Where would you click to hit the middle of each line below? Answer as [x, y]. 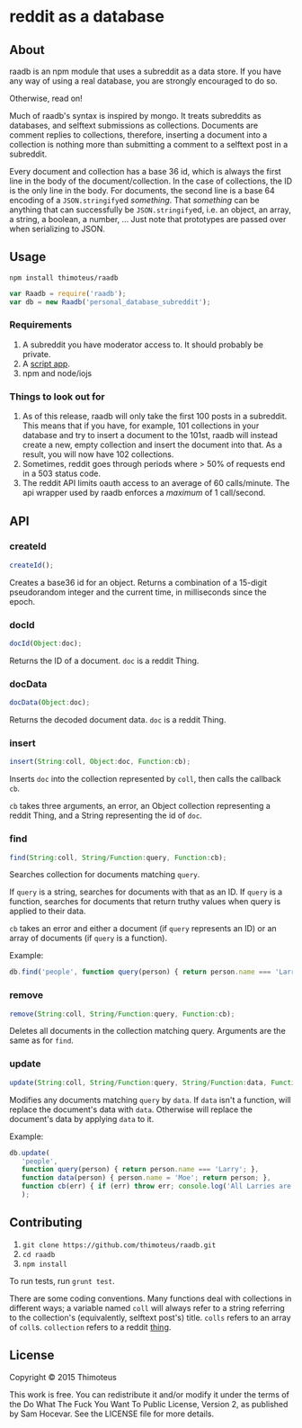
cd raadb [39, 1254]
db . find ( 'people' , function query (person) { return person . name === [140, 972]
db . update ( [30, 1153]
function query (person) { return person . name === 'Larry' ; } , [140, 1170]
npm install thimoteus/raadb [64, 278]
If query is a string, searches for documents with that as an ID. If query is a [146, 892]
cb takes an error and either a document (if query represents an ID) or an [143, 929]
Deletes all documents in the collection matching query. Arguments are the [147, 1031]
